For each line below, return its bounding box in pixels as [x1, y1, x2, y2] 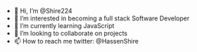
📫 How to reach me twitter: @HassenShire [13, 37, 139, 45]
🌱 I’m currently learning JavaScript [13, 22, 115, 30]
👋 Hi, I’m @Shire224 [13, 7, 72, 15]
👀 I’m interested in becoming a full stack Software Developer [13, 14, 190, 22]
